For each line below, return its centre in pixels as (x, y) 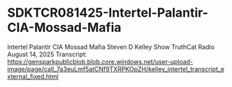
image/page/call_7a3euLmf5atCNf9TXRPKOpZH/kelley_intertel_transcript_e (116, 69)
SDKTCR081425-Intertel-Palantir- (108, 13)
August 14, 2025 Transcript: (47, 54)
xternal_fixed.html (33, 76)
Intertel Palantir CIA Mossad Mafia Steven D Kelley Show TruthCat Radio (111, 47)
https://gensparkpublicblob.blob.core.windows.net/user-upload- (100, 61)
